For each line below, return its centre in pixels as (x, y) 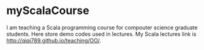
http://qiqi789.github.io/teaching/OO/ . (54, 40)
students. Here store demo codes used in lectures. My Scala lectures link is (101, 34)
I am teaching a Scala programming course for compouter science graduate (102, 27)
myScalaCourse (48, 11)
